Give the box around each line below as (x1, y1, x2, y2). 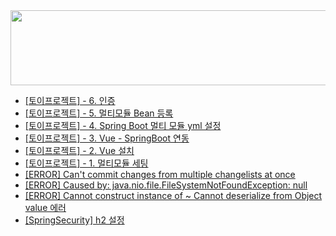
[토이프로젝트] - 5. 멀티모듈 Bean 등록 (24, 107, 174, 119)
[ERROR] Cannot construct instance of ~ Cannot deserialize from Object (24, 190, 323, 201)
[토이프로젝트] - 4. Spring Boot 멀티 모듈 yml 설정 (24, 120, 222, 131)
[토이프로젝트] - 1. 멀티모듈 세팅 (24, 157, 149, 169)
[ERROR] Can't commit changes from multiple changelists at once (24, 169, 296, 180)
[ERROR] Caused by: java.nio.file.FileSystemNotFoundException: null (24, 179, 308, 191)
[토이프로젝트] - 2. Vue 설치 (24, 145, 135, 156)
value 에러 (24, 202, 67, 213)
